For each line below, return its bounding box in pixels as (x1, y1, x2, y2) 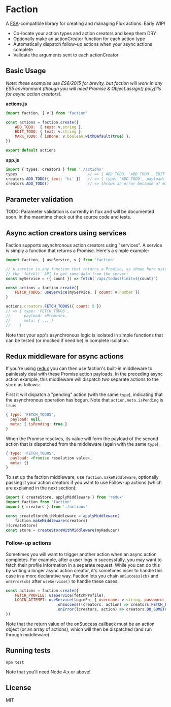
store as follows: (6, 382, 40, 388)
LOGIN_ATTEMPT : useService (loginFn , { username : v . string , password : (15, 597, 165, 603)
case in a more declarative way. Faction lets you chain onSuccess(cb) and (6, 573, 159, 579)
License (6, 684, 31, 692)
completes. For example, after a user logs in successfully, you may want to (6, 557, 162, 563)
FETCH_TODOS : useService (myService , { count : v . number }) (15, 290, 140, 295)
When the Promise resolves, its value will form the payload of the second (6, 436, 159, 442)
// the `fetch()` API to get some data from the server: (6, 271, 129, 276)
